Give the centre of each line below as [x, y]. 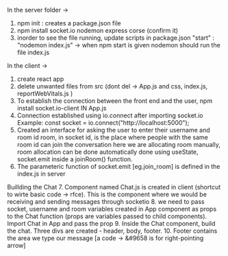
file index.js [33, 52]
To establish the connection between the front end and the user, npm [115, 101]
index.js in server [41, 174]
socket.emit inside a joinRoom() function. [75, 159]
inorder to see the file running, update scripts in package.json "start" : [115, 38]
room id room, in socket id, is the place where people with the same [113, 137]
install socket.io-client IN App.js [62, 108]
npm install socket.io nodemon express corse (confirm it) [98, 31]
